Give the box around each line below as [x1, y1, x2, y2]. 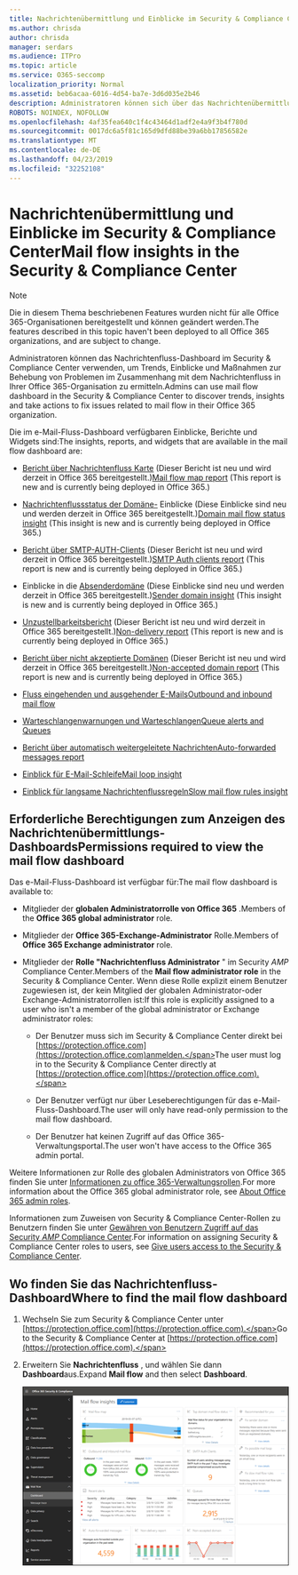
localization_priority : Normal [9, 80, 125, 89]
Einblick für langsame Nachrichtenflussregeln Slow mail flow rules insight [21, 786, 288, 796]
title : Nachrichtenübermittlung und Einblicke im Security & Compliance [9, 14, 284, 23]
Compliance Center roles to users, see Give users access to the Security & [9, 1241, 282, 1252]
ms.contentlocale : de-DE [9, 146, 101, 155]
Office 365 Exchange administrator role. [21, 939, 173, 950]
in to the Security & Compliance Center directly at [35, 1059, 217, 1070]
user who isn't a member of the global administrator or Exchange [21, 1004, 260, 1015]
